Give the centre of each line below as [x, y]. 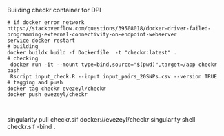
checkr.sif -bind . [31, 127]
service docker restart [41, 41]
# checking [23, 58]
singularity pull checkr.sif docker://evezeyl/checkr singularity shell [101, 119]
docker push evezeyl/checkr [48, 95]
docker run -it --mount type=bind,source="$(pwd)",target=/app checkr [113, 65]
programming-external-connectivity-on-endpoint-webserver [92, 34]
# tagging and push [35, 82]
